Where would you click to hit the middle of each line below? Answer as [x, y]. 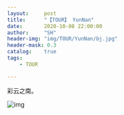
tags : [15, 58]
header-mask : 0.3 [32, 45]
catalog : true [32, 52]
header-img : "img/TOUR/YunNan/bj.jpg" [62, 39]
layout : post [32, 13]
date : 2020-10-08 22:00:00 [55, 26]
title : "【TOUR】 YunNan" [51, 20]
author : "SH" [32, 33]
